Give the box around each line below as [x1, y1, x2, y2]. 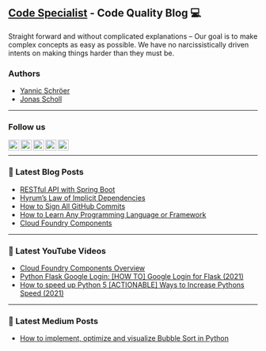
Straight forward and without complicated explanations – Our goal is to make [8, 31, 258, 41]
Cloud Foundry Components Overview [19, 263, 146, 273]
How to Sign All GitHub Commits [19, 201, 126, 211]
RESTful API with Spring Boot [19, 184, 116, 194]
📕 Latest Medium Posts [8, 315, 99, 326]
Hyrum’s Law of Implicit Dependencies [19, 193, 146, 202]
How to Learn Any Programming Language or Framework [19, 209, 207, 219]
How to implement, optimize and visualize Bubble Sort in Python [19, 334, 230, 343]
